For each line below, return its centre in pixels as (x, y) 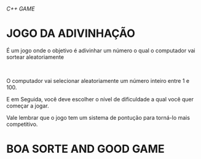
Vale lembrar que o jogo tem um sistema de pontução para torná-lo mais (98, 117)
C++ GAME (21, 9)
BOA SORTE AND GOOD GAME (85, 149)
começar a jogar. (28, 106)
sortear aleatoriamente (35, 57)
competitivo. (22, 124)
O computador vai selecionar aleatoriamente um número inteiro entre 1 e (98, 80)
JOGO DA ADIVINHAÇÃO (71, 33)
